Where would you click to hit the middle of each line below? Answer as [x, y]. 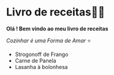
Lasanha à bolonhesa [41, 67]
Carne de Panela [35, 60]
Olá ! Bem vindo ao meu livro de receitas [57, 29]
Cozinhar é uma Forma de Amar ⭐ [49, 40]
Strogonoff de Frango [42, 54]
